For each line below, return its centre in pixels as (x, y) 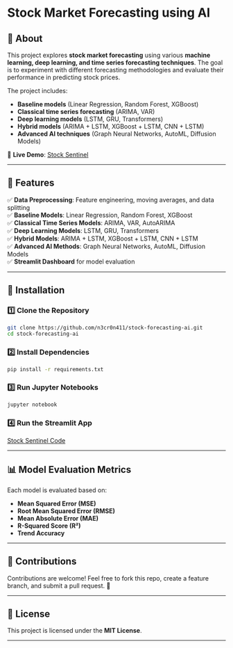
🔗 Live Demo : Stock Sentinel (48, 155)
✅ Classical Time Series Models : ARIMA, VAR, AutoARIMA (91, 222)
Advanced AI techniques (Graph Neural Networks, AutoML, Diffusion (116, 134)
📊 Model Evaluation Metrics (69, 470)
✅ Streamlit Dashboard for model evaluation (71, 261)
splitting (19, 207)
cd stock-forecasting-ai (43, 334)
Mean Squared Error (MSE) (57, 503)
